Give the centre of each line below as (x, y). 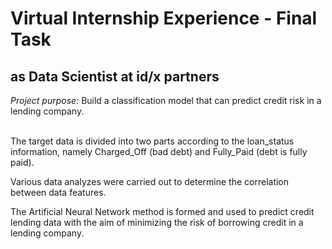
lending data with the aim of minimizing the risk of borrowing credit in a (157, 222)
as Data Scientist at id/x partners (115, 76)
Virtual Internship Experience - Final (164, 18)
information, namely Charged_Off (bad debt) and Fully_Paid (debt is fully (159, 151)
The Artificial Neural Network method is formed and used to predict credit (162, 211)
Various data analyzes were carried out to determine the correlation (150, 181)
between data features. (58, 192)
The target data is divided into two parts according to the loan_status (152, 141)
